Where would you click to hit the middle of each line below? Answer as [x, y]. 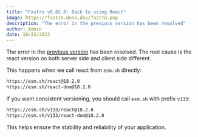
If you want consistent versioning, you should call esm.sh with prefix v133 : [98, 99]
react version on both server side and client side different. [79, 58]
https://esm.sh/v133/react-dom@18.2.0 [55, 115]
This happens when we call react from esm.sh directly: [74, 70]
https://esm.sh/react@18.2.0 [43, 82]
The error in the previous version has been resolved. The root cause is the [99, 52]
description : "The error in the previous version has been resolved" [96, 23]
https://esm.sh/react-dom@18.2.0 [49, 87]
